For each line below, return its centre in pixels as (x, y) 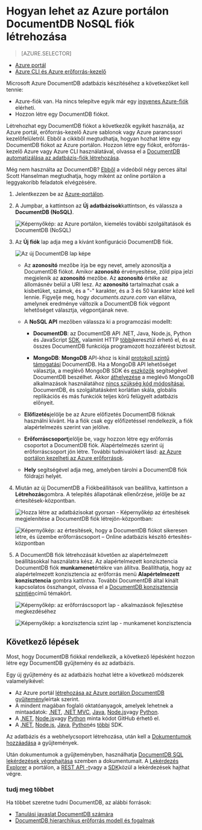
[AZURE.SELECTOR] (46, 53)
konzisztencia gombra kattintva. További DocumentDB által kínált (97, 580)
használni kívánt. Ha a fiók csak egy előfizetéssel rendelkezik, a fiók (108, 421)
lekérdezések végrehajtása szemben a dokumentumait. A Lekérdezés (93, 761)
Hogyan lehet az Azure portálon (87, 11)
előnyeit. (44, 403)
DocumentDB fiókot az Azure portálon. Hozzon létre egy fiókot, (85, 145)
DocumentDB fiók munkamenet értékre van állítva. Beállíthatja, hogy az (103, 567)
